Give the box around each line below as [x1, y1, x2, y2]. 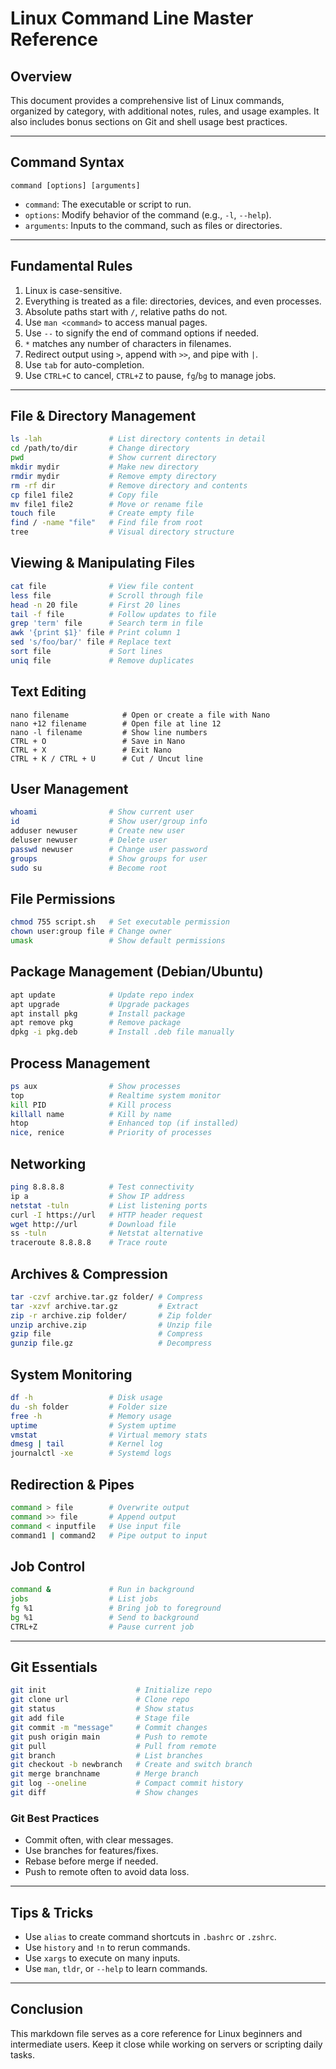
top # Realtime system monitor [10, 1090, 222, 1101]
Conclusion [10, 2001, 84, 2018]
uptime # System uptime [10, 1420, 177, 1431]
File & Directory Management [10, 408, 197, 425]
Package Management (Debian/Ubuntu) [10, 963, 264, 981]
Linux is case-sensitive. [24, 284, 123, 296]
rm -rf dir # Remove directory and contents [10, 480, 248, 491]
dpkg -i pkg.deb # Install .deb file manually [10, 1027, 235, 1037]
